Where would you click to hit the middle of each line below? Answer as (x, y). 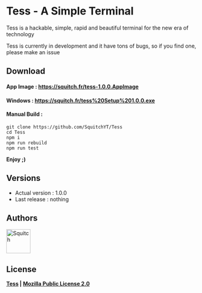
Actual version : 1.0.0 (41, 193)
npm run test (23, 148)
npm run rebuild (27, 143)
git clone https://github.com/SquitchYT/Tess (64, 127)
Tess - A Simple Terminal (70, 11)
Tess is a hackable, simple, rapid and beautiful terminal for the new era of (97, 28)
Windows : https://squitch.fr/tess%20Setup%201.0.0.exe (81, 100)
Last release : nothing (42, 199)
